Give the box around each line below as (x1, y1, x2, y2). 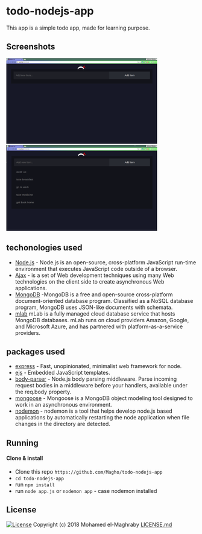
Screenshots (6, 42, 55, 52)
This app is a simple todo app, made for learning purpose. (6, 24, 150, 31)
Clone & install (6, 454, 43, 462)
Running (6, 437, 39, 448)
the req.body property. (14, 388, 72, 396)
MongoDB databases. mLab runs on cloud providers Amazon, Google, (14, 316, 189, 323)
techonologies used (6, 243, 83, 253)
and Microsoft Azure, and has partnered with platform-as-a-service (14, 323, 183, 330)
